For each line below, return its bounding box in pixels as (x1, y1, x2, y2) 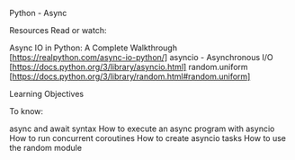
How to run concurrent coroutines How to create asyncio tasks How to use (9, 133, 286, 143)
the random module (9, 143, 83, 153)
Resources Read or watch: (9, 25, 107, 35)
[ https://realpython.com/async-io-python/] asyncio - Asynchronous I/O (9, 52, 274, 62)
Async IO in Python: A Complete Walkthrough (9, 42, 178, 53)
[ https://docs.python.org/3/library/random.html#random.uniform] (9, 71, 251, 82)
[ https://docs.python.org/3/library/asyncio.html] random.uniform (9, 62, 249, 72)
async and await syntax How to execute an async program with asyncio (9, 123, 275, 134)
